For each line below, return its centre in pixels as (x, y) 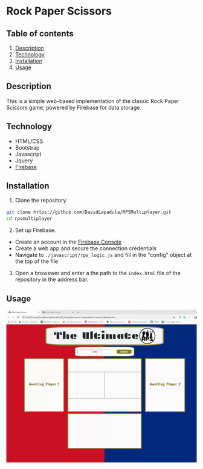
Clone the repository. (41, 201)
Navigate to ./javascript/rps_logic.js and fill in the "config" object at (103, 255)
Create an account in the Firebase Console (68, 242)
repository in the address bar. (52, 279)
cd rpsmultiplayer (29, 219)
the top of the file (37, 261)
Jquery (24, 160)
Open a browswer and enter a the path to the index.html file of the (98, 273)
